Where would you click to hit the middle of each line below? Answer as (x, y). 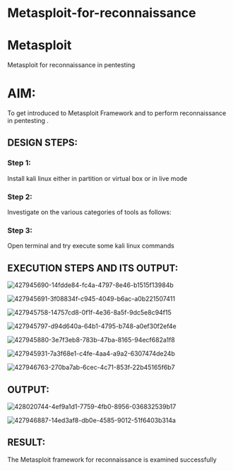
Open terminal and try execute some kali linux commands (91, 246)
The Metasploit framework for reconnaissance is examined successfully (112, 459)
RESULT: (26, 442)
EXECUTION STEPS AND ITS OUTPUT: (93, 268)
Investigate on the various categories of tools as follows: (89, 212)
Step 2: (20, 197)
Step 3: (20, 230)
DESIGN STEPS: (43, 143)
